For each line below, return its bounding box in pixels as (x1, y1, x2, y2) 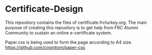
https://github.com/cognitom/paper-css (5, 44, 85, 50)
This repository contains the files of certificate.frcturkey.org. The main (5, 19, 147, 25)
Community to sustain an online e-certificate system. (5, 30, 112, 36)
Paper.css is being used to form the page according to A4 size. (5, 39, 132, 45)
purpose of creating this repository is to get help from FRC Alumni (5, 24, 138, 30)
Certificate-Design (5, 3, 83, 15)
